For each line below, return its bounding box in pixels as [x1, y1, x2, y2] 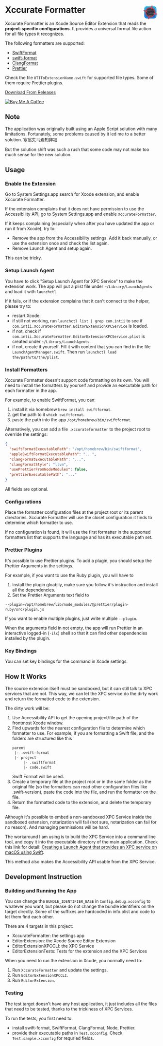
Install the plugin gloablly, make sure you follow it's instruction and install [12, 581, 158, 587]
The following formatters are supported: [5, 40, 85, 46]
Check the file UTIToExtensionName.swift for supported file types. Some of [5, 75, 154, 80]
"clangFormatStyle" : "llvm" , [9, 462, 68, 467]
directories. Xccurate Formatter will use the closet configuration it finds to [5, 515, 152, 521]
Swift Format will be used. [12, 773, 64, 779]
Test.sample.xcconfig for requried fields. [12, 1035, 94, 1041]
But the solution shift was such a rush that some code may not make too [5, 146, 149, 152]
